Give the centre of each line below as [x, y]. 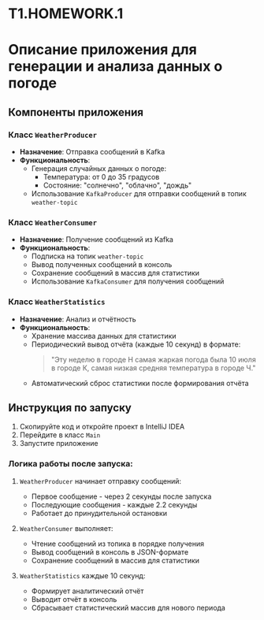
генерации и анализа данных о [115, 67]
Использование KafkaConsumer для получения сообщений [128, 281]
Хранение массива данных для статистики [104, 336]
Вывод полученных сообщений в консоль [102, 265]
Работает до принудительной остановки [99, 513]
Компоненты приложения [76, 112]
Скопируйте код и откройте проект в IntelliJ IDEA [102, 427]
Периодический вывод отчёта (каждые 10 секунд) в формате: [136, 344]
